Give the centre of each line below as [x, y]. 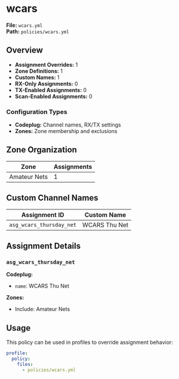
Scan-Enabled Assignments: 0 [53, 96]
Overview [25, 50]
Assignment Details [44, 246]
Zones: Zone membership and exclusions [66, 131]
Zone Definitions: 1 [38, 71]
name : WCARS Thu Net [42, 286]
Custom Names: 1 [37, 77]
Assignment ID [43, 215]
